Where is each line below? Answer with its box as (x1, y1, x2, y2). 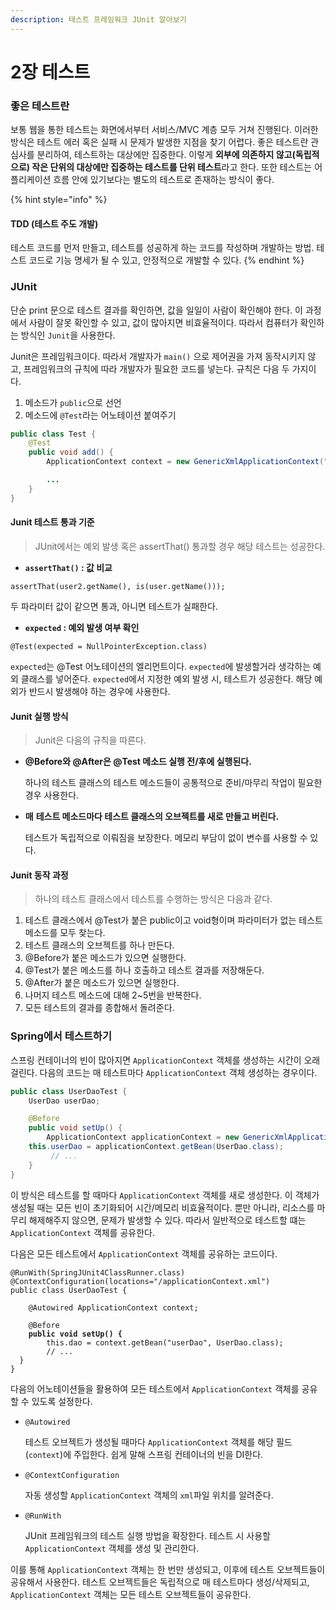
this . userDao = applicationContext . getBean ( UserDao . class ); (28, 1142, 284, 1152)
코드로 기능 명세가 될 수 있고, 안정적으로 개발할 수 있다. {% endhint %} (28, 254, 305, 266)
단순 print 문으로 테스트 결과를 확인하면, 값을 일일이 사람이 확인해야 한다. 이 (10, 304, 303, 316)
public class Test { (10, 429, 97, 439)
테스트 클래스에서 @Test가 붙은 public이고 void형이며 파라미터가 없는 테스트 (24, 914, 323, 926)
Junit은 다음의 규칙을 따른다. (34, 734, 147, 746)
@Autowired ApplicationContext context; (28, 1302, 199, 1313)
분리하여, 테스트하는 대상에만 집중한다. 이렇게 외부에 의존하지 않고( (36, 149, 296, 161)
